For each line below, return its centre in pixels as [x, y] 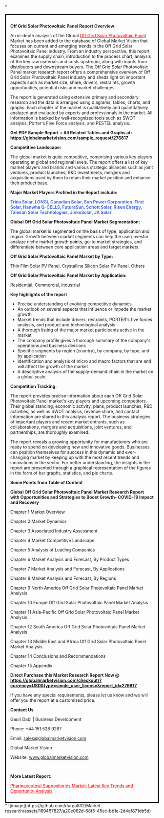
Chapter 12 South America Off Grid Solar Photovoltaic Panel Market [78, 627]
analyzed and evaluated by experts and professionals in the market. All [82, 113]
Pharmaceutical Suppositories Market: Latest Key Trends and [72, 786]
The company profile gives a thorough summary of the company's [84, 340]
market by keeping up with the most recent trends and [85, 457]
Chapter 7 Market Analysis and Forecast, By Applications [68, 569]
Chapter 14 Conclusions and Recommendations [58, 656]
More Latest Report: [31, 776]
